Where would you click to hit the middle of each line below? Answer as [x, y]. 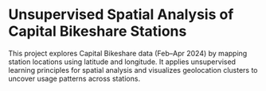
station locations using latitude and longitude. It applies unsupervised [122, 62]
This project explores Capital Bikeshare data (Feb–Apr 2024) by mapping [128, 53]
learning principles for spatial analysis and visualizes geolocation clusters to [133, 70]
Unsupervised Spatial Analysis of [121, 15]
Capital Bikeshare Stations [98, 31]
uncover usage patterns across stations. [74, 78]
